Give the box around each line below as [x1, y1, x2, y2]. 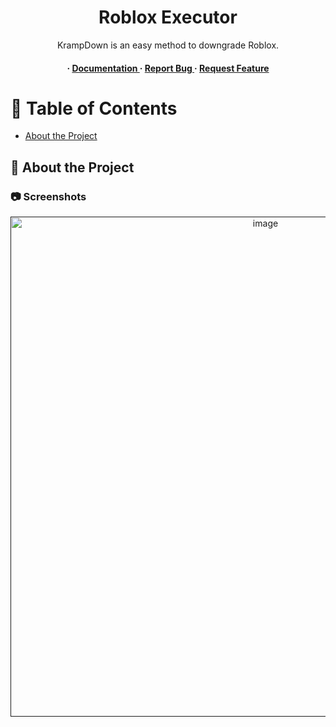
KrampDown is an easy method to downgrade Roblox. [56, 39, 280, 51]
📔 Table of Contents [10, 97, 178, 120]
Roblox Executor [98, 6, 238, 29]
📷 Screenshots [10, 189, 87, 203]
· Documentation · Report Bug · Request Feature [66, 62, 270, 74]
